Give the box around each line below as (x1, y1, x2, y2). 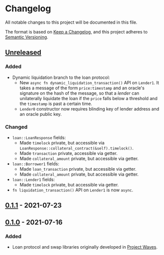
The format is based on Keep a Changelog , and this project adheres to (5, 29, 148, 35)
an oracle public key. (19, 111, 62, 117)
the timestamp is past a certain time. (19, 101, 93, 107)
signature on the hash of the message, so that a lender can (19, 90, 139, 96)
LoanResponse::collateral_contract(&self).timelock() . (19, 145, 134, 151)
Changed (5, 123, 28, 130)
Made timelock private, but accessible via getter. (19, 182, 119, 187)
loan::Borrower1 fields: (12, 161, 60, 167)
